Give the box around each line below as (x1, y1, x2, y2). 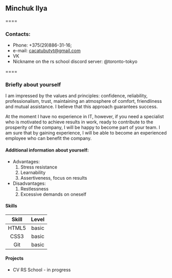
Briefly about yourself (5, 81, 61, 89)
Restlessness (20, 185, 49, 191)
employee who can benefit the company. (5, 135, 92, 141)
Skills (5, 203, 17, 209)
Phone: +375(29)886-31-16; (12, 42, 72, 48)
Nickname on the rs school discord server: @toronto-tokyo (12, 58, 138, 65)
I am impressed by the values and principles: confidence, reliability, (5, 93, 148, 99)
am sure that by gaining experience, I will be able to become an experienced (5, 130, 167, 136)
